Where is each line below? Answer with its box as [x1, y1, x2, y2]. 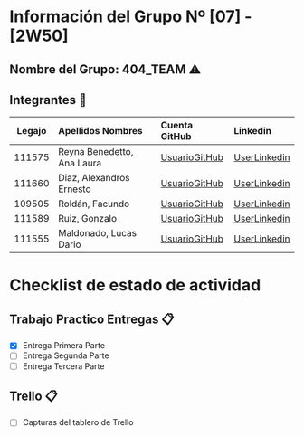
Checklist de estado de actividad [9, 274, 261, 295]
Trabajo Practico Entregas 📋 [9, 311, 175, 327]
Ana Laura [58, 156, 102, 169]
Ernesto [58, 183, 92, 195]
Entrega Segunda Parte [22, 350, 110, 361]
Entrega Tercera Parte [22, 360, 105, 372]
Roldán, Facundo [58, 197, 130, 210]
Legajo [16, 125, 47, 137]
